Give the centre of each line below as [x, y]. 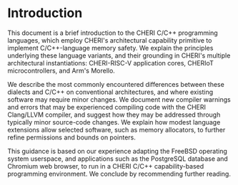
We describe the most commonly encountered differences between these [116, 84]
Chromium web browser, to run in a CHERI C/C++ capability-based [106, 166]
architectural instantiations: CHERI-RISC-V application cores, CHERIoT [111, 63]
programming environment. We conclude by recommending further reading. [119, 174]
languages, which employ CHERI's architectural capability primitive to [110, 40]
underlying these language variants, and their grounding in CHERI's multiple [119, 55]
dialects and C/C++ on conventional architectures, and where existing [110, 92]
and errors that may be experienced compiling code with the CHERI [106, 107]
